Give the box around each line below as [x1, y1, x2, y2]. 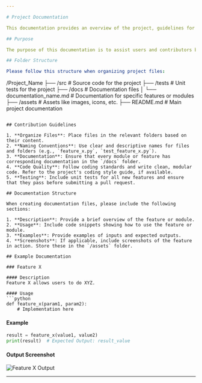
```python [6, 296, 31, 302]
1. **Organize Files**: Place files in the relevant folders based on [6, 132, 187, 139]
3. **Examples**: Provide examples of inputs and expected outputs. [6, 232, 182, 238]
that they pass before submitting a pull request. [6, 180, 136, 186]
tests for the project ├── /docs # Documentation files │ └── [6, 86, 157, 93]
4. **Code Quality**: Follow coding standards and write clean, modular [6, 164, 192, 170]
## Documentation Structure [6, 190, 77, 196]
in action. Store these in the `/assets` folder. [6, 243, 133, 249]
